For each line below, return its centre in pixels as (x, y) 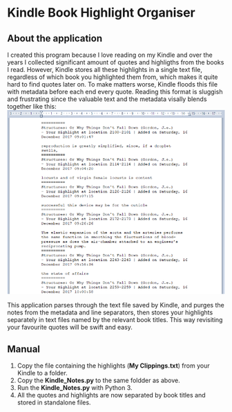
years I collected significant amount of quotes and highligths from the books (116, 62)
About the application (55, 38)
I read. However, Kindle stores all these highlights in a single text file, (105, 70)
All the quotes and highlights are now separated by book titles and (111, 395)
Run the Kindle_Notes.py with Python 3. (75, 388)
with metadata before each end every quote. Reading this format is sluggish (115, 92)
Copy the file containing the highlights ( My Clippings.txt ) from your (113, 366)
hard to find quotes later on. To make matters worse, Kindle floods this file (113, 84)
